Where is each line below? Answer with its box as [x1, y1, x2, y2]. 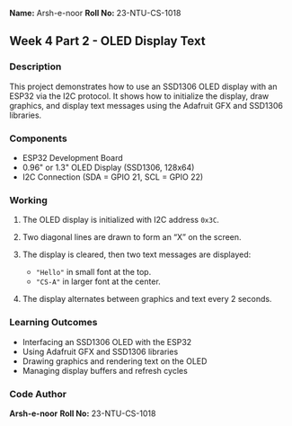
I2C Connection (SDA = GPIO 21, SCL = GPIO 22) [22, 171, 204, 182]
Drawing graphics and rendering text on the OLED [22, 355, 208, 367]
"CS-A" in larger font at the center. [35, 276, 162, 287]
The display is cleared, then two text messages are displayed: [22, 249, 252, 260]
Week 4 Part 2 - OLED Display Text [9, 33, 206, 49]
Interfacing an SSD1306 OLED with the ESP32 [22, 336, 192, 347]
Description [9, 60, 62, 73]
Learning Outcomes [9, 316, 98, 329]
